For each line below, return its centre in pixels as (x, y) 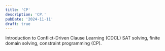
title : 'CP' (18, 10)
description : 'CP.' (26, 14)
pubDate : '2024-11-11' (29, 19)
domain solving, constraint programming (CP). (54, 43)
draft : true (18, 24)
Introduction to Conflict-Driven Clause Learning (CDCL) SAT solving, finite (83, 38)
